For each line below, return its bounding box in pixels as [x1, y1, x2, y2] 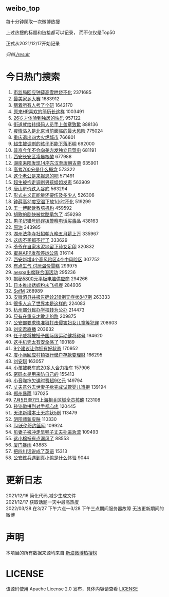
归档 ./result [6, 51, 30, 57]
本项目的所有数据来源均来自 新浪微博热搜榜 [6, 550, 97, 556]
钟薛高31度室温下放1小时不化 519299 [13, 198, 91, 205]
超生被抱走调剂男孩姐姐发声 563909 [13, 179, 90, 185]
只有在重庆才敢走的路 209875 [13, 313, 77, 319]
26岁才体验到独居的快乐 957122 [13, 115, 81, 121]
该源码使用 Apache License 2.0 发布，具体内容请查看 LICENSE [6, 586, 138, 592]
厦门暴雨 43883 [13, 442, 47, 448]
